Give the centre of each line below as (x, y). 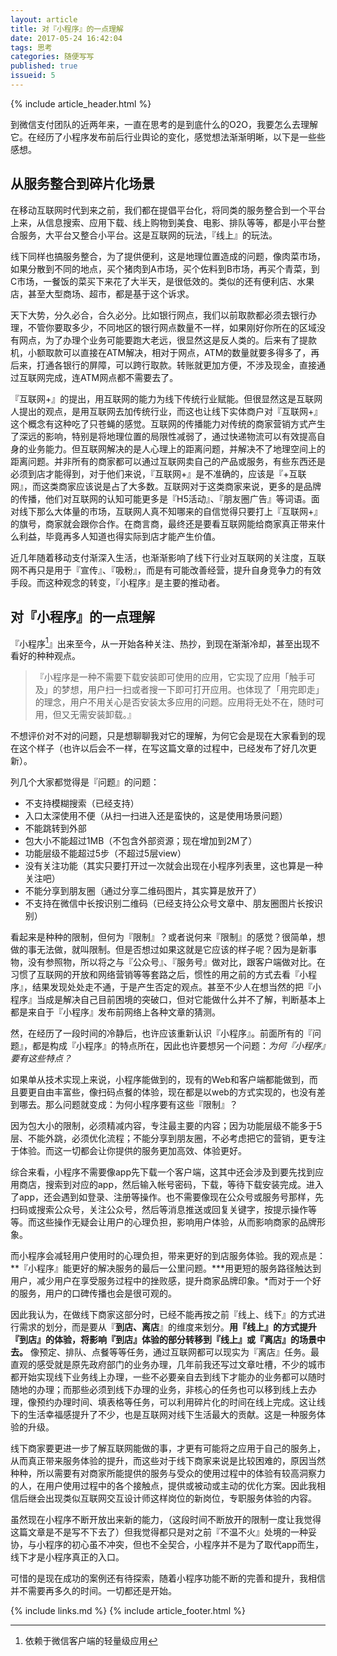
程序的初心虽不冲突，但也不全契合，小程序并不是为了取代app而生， (184, 1545)
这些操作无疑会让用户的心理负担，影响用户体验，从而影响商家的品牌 (176, 1222)
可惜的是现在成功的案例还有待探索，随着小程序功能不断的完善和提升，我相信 (168, 1578)
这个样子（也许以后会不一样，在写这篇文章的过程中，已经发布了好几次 (163, 748)
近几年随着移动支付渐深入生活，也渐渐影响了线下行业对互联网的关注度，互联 (168, 557)
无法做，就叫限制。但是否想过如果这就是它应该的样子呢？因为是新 (172, 950)
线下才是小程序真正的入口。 (67, 1557)
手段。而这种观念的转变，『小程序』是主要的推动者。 (117, 582)
